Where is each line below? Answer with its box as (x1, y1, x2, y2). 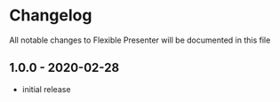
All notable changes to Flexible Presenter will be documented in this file (9, 35, 271, 45)
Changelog (9, 5, 92, 26)
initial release (21, 83, 71, 94)
